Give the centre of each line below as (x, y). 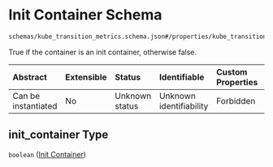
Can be (26, 96)
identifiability (184, 105)
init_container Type (58, 135)
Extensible (86, 77)
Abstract (30, 77)
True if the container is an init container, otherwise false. (103, 52)
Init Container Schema (85, 15)
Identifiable (182, 77)
